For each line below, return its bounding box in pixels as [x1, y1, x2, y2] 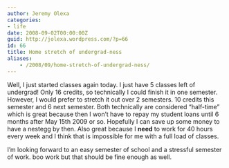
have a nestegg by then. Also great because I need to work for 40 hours [7, 124, 213, 133]
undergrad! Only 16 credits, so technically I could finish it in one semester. [7, 88, 218, 96]
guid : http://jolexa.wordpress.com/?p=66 [7, 36, 129, 43]
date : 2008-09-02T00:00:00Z [7, 29, 89, 37]
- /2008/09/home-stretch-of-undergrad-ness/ [19, 62, 150, 68]
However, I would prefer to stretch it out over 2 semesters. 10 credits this [7, 95, 214, 104]
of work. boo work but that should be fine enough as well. [7, 153, 172, 161]
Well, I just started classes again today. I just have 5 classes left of [7, 80, 196, 88]
